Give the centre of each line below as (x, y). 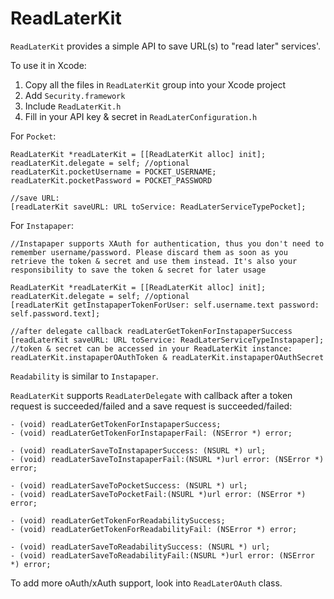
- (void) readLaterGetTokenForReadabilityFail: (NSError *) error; (154, 529)
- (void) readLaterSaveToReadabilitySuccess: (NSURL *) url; (140, 547)
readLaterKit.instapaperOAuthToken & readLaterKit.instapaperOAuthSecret (167, 357)
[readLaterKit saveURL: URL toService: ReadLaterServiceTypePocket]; (158, 207)
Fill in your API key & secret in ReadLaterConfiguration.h (141, 116)
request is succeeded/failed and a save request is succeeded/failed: (151, 406)
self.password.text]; (55, 313)
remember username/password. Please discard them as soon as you (149, 252)
